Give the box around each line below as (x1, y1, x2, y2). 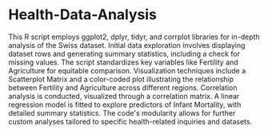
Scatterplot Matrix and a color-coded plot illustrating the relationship (8, 74, 234, 84)
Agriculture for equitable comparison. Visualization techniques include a (8, 65, 246, 75)
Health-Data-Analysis (8, 6, 158, 24)
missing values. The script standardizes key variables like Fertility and (8, 57, 238, 67)
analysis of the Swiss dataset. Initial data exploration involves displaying (8, 40, 246, 49)
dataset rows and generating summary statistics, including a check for (8, 49, 241, 58)
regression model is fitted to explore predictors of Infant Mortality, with (8, 100, 242, 109)
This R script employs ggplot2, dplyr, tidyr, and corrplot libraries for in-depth (8, 32, 260, 41)
